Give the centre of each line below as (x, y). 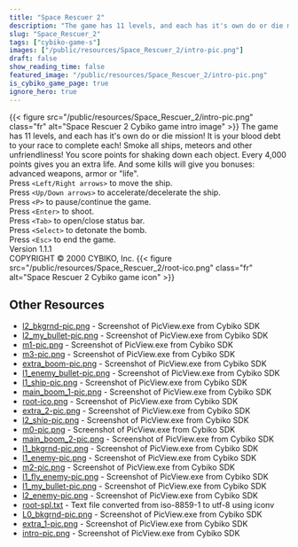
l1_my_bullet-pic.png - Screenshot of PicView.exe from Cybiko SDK (144, 486)
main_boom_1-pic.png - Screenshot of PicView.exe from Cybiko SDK (147, 392)
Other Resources (57, 305)
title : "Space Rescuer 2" (57, 17)
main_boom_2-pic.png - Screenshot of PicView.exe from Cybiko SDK (148, 439)
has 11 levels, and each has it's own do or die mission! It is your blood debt (145, 136)
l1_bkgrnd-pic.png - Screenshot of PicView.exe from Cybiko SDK (140, 449)
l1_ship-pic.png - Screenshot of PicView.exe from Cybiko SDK (135, 383)
